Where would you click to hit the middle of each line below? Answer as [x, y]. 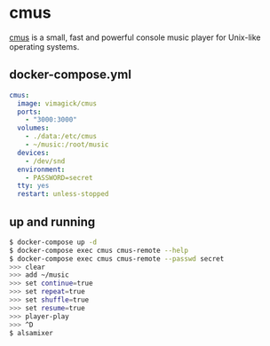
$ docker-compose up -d [53, 242]
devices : [33, 153]
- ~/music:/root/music [67, 145]
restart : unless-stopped [63, 194]
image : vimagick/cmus [57, 103]
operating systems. [44, 46]
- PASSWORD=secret [59, 177]
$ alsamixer [31, 333]
